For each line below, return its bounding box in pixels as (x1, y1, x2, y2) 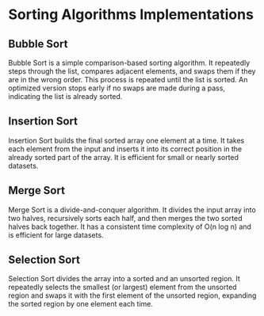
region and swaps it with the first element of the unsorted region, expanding (8, 291, 257, 300)
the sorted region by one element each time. (8, 299, 153, 309)
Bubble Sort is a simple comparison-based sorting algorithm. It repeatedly (8, 58, 251, 67)
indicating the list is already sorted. (8, 92, 123, 101)
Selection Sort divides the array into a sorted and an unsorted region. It (8, 274, 240, 284)
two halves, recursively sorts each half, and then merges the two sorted (8, 213, 243, 223)
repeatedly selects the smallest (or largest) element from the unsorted (8, 283, 237, 292)
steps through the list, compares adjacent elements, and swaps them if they (8, 67, 256, 76)
